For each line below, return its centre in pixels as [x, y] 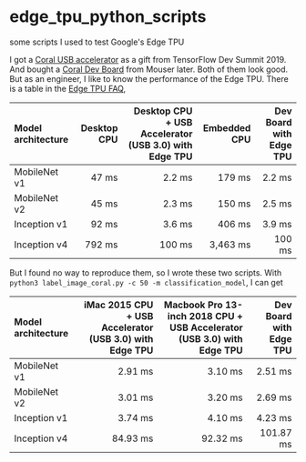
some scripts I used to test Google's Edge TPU [97, 42]
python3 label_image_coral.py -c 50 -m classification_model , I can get [147, 282]
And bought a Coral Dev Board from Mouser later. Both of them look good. [149, 69]
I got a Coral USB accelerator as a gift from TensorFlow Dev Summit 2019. [148, 59]
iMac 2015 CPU [118, 305]
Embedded [227, 127]
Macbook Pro [193, 305]
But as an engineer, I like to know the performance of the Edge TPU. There [149, 78]
